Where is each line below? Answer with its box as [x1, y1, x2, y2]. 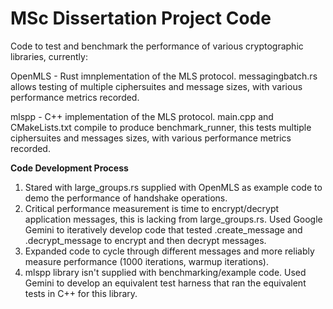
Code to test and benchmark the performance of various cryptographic [10, 40, 304, 52]
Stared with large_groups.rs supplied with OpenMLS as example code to [24, 181, 323, 193]
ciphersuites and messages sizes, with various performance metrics [10, 132, 292, 144]
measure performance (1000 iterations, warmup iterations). [24, 255, 269, 267]
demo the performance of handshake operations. [24, 192, 228, 204]
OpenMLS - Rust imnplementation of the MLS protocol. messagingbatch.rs [10, 70, 318, 82]
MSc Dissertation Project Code [10, 7, 272, 30]
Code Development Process [10, 162, 129, 174]
